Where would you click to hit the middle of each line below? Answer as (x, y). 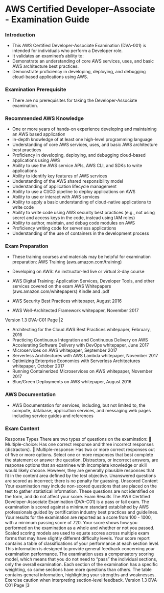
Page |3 (22, 585)
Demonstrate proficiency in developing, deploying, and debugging (79, 72)
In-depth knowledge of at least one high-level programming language (82, 140)
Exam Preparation (27, 246)
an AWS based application (39, 134)
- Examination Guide (47, 19)
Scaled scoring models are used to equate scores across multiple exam (77, 533)
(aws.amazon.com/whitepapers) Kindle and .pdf (61, 291)
